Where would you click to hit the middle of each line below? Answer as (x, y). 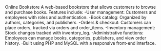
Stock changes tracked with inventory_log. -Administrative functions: (74, 33)
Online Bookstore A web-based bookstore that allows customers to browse (80, 7)
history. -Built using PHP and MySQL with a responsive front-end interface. (80, 43)
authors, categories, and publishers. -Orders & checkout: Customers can (78, 22)
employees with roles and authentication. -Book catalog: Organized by (76, 17)
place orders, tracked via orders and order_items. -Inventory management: (80, 28)
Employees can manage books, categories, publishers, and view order (76, 38)
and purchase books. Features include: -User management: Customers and (81, 12)
